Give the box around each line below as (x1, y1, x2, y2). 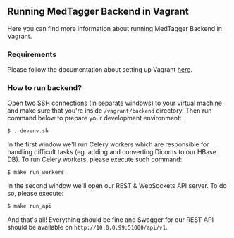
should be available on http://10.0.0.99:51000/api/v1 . (7, 223, 168, 232)
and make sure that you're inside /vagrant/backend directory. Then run (7, 106, 212, 115)
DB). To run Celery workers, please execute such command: (7, 155, 183, 164)
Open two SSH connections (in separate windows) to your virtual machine (7, 99, 222, 108)
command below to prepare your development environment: (7, 114, 182, 123)
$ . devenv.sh (7, 127, 49, 134)
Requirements (7, 49, 57, 59)
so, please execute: (7, 189, 64, 198)
